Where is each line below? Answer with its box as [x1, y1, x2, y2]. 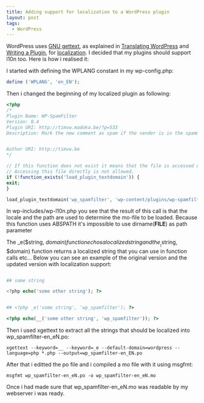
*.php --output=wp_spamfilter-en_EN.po [41, 350, 143, 356]
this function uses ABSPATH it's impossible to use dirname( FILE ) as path [6, 220, 188, 228]
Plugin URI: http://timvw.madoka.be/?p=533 [6, 124, 118, 131]
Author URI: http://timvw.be [6, 146, 80, 153]
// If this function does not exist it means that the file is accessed [6, 163, 194, 169]
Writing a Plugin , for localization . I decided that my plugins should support [6, 49, 191, 57]
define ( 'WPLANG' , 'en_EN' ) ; [6, 79, 80, 85]
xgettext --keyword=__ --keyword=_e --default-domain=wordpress [6, 345, 172, 351]
